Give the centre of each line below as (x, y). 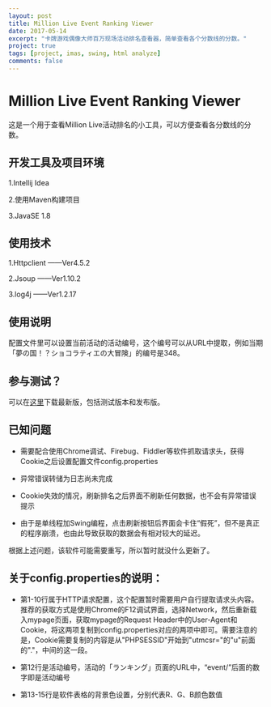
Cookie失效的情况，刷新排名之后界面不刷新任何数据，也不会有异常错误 (138, 496)
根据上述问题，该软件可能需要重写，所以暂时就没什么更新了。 (111, 550)
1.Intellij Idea (29, 182)
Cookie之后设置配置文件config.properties (89, 461)
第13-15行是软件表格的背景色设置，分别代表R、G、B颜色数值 (121, 694)
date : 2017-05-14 (38, 31)
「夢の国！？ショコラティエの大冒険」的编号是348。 (96, 353)
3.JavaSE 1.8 (30, 215)
